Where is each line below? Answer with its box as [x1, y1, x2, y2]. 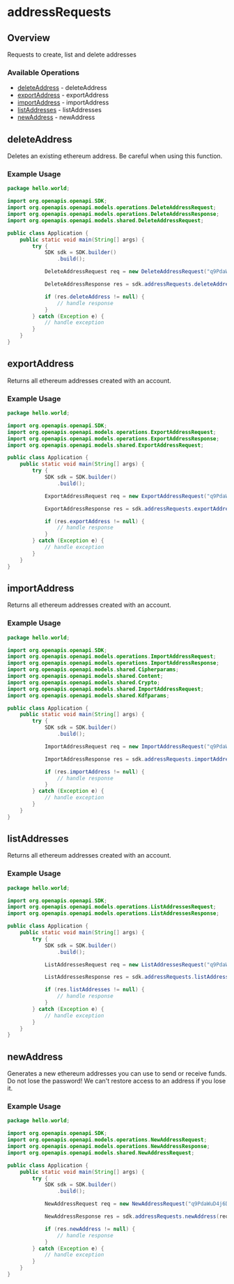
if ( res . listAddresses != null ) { [44, 987, 145, 993]
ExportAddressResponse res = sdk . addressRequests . [44, 505, 195, 512]
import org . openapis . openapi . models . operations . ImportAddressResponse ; [7, 660, 219, 667]
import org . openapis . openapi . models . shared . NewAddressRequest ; [7, 1149, 195, 1157]
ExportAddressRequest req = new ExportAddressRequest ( [44, 493, 208, 500]
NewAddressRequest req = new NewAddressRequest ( [44, 1200, 189, 1207]
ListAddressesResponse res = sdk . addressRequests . [44, 973, 195, 981]
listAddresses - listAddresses [17, 106, 102, 114]
